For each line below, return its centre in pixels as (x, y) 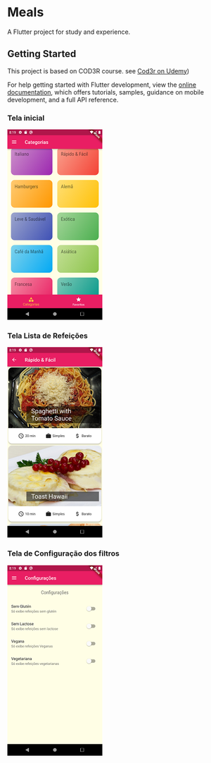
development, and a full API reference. (63, 99)
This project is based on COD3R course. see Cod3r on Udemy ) (98, 71)
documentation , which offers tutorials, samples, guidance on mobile (105, 92)
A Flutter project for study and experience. (69, 32)
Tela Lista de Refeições (47, 336)
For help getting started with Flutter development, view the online (102, 85)
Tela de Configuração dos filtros (63, 554)
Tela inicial (26, 118)
